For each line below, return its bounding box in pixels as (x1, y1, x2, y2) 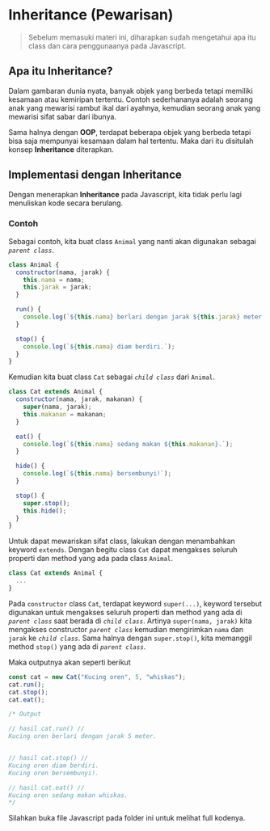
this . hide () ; (23, 507, 67, 515)
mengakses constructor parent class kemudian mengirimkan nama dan (8, 624, 244, 634)
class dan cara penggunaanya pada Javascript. (27, 40, 187, 50)
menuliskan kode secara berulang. (8, 198, 124, 208)
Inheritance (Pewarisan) (8, 6, 174, 24)
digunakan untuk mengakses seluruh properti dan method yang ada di (8, 607, 243, 617)
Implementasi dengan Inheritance (8, 168, 182, 182)
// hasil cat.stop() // (8, 754, 89, 762)
